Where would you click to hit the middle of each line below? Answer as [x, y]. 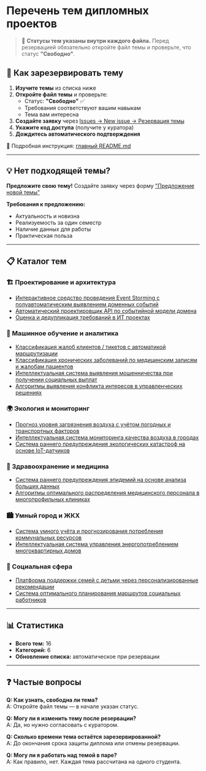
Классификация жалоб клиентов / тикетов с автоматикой [90, 347]
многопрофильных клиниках [53, 499]
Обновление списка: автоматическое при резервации [87, 656]
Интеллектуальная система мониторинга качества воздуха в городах [107, 437]
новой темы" [23, 192]
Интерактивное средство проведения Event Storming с [87, 298]
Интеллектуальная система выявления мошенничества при [94, 373]
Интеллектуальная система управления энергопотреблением [97, 544]
